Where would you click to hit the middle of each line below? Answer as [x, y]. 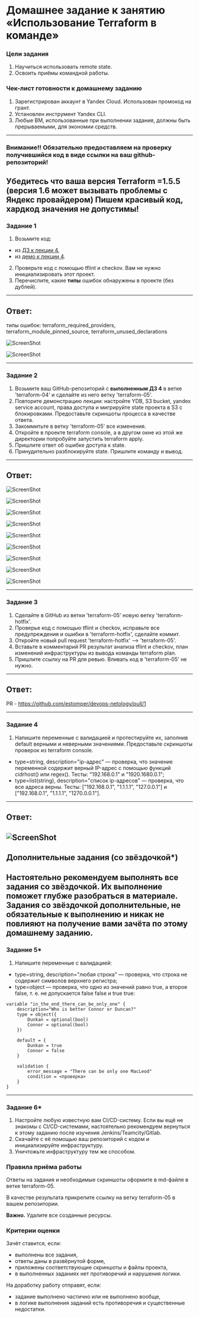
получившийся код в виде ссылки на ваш [69, 154]
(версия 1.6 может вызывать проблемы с [87, 191]
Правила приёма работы [44, 1166]
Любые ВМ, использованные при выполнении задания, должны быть [102, 120]
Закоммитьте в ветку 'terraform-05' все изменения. [80, 426]
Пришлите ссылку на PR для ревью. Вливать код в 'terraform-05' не [101, 659]
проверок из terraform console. [54, 750]
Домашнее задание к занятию [86, 10]
